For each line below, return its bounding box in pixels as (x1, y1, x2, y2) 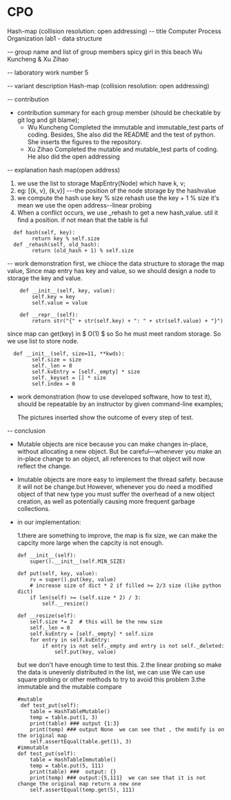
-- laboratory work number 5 (7, 68, 89, 77)
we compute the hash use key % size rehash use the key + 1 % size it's (17, 194, 219, 202)
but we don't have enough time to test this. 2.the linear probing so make (17, 660, 222, 669)
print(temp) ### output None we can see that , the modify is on (30, 726, 225, 733)
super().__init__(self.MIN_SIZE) (30, 558, 126, 565)
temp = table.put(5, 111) (30, 762, 105, 769)
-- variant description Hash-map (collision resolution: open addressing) (7, 81, 210, 90)
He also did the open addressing (27, 152, 121, 161)
